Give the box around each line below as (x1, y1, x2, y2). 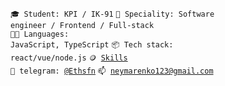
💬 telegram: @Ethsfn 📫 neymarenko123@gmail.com (10, 66, 214, 76)
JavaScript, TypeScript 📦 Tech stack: (10, 40, 174, 50)
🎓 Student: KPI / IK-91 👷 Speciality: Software (10, 9, 215, 19)
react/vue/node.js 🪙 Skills (10, 53, 128, 63)
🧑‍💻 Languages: (10, 29, 70, 39)
